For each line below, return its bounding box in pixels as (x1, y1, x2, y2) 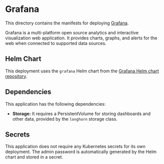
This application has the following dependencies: (5, 101, 106, 107)
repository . (5, 73, 27, 79)
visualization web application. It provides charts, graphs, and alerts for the (5, 35, 158, 41)
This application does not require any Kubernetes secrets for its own (5, 144, 146, 150)
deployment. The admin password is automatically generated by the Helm (5, 149, 157, 155)
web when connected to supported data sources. (5, 40, 107, 46)
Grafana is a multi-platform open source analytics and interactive (5, 29, 139, 35)
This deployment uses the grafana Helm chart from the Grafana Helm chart (5, 68, 160, 74)
